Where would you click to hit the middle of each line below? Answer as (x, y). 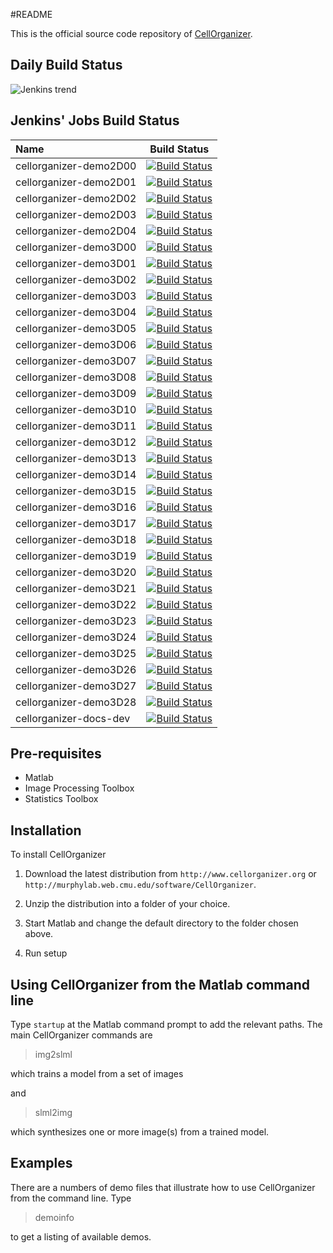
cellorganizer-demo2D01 (76, 182)
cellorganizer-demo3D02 (76, 279)
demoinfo (54, 1217)
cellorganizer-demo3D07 (76, 361)
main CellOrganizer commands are (81, 1035)
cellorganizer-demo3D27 (76, 686)
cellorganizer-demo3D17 (76, 523)
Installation (46, 830)
